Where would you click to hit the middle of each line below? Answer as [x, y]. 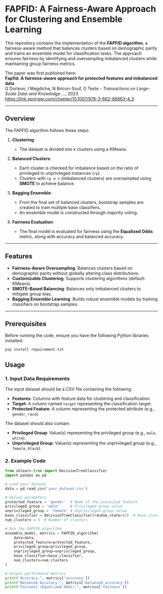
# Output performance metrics [36, 574]
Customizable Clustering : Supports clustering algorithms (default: [79, 278]
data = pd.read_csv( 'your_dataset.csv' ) [47, 489]
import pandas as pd [26, 476]
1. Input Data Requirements [37, 379]
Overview [20, 119]
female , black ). [27, 448]
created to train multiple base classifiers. [60, 207]
